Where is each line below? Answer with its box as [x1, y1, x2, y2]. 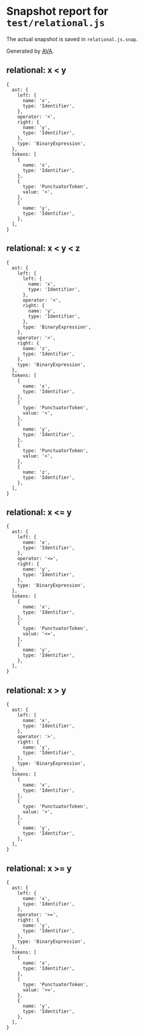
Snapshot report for [6, 4, 109, 18]
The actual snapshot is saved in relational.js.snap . [6, 35, 139, 42]
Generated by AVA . [6, 47, 54, 55]
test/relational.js [6, 17, 105, 29]
